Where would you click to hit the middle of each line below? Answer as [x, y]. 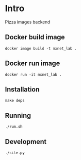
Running [18, 116]
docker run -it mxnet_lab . [33, 74]
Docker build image [35, 37]
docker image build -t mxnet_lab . [41, 48]
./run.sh [14, 127]
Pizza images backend [28, 22]
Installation [22, 89]
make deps [15, 101]
